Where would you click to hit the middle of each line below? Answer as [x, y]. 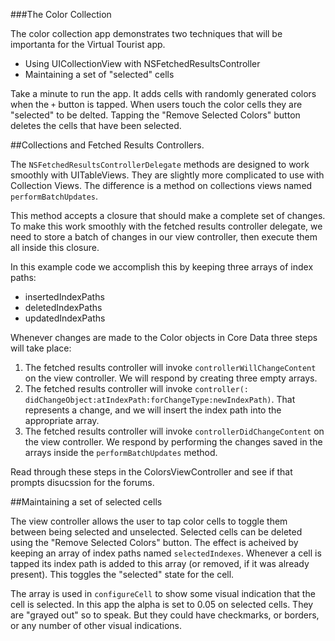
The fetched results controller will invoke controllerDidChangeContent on [174, 431]
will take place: [41, 348]
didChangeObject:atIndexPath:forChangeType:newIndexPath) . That [160, 399]
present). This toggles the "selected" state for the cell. [122, 574]
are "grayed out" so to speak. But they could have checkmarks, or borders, [165, 615]
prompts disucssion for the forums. [82, 482]
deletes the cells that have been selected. [96, 125]
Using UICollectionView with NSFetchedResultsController [142, 63]
